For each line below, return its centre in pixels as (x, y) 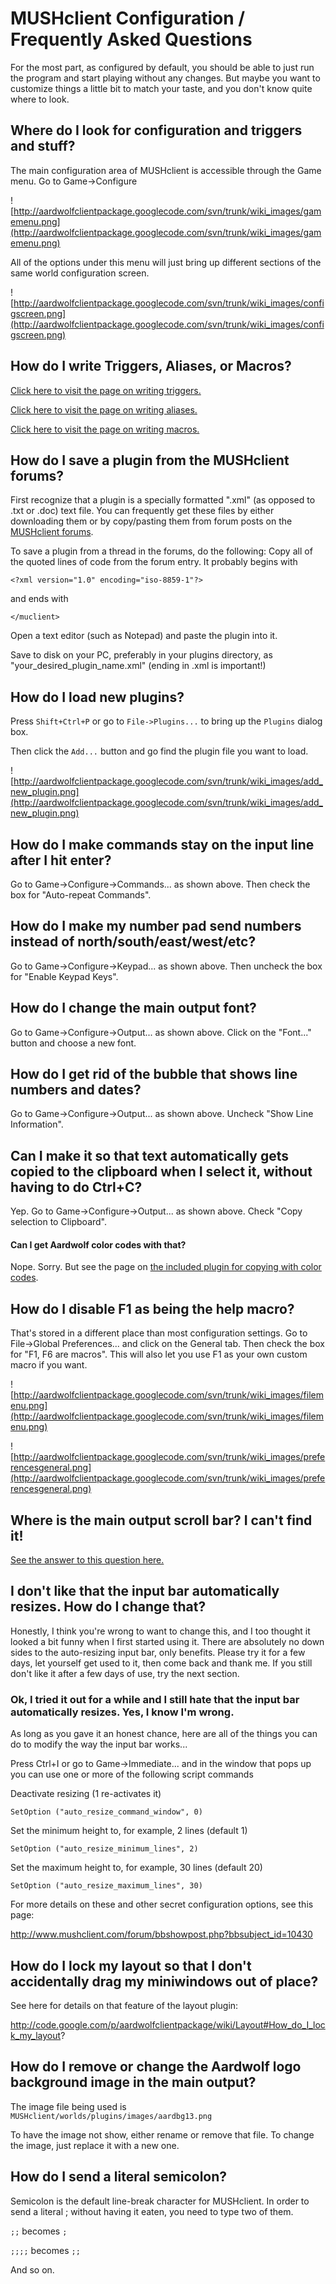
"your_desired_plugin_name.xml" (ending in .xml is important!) (138, 666)
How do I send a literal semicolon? (119, 2177)
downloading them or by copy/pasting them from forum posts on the (151, 521)
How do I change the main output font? (133, 1008)
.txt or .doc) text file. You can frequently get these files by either (142, 511)
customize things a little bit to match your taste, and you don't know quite (161, 88)
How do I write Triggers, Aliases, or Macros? (151, 366)
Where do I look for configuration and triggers (156, 130)
